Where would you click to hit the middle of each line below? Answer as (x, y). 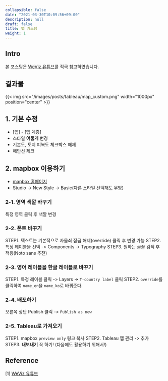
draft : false (19, 24)
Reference (22, 361)
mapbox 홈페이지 (30, 182)
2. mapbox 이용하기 (35, 168)
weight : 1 (16, 33)
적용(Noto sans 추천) (26, 253)
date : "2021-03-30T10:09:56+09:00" (43, 15)
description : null (24, 19)
